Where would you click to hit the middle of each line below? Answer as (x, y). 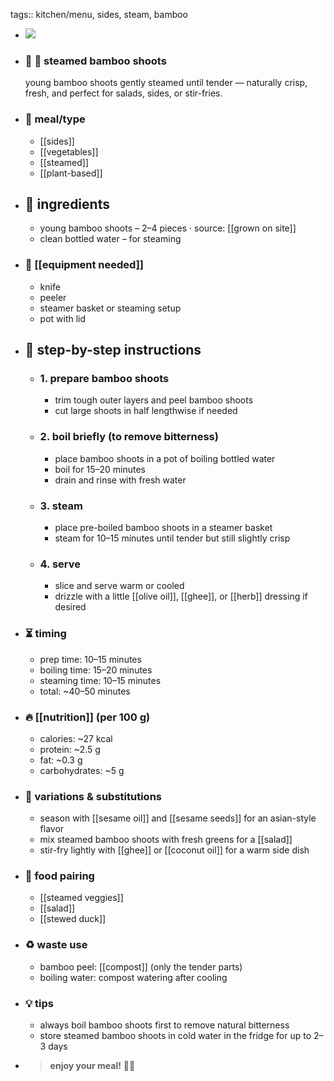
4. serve (60, 564)
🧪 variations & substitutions (93, 796)
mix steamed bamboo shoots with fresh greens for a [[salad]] (166, 840)
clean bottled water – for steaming (110, 239)
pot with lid (63, 318)
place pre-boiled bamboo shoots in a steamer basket (163, 527)
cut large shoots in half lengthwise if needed (146, 411)
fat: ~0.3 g (61, 760)
